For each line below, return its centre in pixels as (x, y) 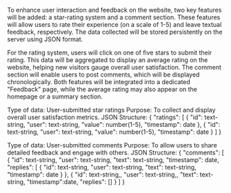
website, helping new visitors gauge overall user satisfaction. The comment (114, 67)
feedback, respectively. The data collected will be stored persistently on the (115, 32)
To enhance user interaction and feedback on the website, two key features (114, 10)
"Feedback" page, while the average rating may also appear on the (102, 89)
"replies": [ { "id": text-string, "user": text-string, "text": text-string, (102, 167)
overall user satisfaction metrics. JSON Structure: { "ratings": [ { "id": (105, 117)
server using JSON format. (45, 39)
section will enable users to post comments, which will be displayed (103, 74)
